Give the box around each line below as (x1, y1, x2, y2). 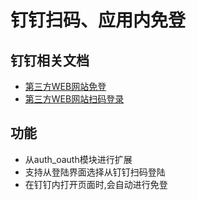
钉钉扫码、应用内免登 (10, 9, 187, 32)
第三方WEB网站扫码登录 (24, 93, 125, 105)
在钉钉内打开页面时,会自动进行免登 (24, 178, 168, 190)
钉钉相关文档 (10, 52, 90, 69)
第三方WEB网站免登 (24, 81, 107, 92)
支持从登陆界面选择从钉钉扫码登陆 (24, 166, 166, 178)
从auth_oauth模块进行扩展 (24, 153, 133, 165)
